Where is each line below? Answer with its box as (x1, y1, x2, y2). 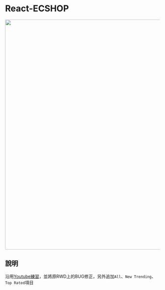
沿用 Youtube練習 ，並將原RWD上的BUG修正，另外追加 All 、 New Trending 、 (5, 273, 156, 279)
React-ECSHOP (5, 3, 69, 14)
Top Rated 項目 (5, 279, 34, 285)
